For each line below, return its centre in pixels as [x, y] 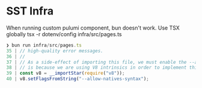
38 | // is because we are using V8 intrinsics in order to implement [96, 68]
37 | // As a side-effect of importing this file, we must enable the [96, 62]
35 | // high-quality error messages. [55, 51]
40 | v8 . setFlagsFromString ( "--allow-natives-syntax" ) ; [78, 79]
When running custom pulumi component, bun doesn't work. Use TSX [93, 28]
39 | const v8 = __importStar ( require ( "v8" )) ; [66, 74]
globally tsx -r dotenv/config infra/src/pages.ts [64, 34]
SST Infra [30, 11]
